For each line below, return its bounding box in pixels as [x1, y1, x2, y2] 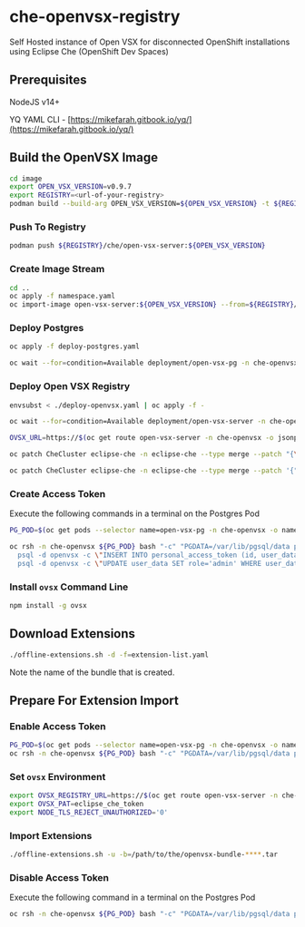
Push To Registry [9, 220, 86, 233]
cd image [9, 174, 43, 183]
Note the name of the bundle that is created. [9, 667, 175, 678]
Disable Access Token [9, 871, 110, 883]
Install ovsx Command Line [9, 581, 129, 593]
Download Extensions [9, 626, 136, 641]
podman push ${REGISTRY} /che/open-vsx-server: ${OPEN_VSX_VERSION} [9, 241, 266, 250]
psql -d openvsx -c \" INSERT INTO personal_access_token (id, [17, 551, 258, 560]
